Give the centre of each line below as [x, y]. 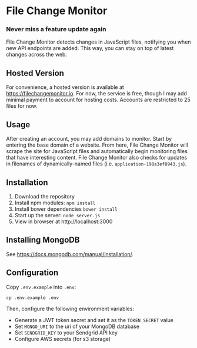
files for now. [22, 106]
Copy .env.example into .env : [41, 287]
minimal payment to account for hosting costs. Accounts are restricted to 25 [98, 100]
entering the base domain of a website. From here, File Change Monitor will [97, 145]
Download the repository [45, 196]
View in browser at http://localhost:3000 [64, 221]
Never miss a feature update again [56, 29]
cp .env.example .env [33, 298]
